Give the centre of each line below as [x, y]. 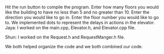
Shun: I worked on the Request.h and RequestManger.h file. [65, 37]
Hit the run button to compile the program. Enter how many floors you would [82, 7]
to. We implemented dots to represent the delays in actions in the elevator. [80, 22]
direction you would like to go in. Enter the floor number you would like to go [82, 17]
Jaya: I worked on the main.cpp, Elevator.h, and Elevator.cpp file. [70, 28]
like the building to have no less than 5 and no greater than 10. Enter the [77, 12]
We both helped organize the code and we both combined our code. [74, 46]
